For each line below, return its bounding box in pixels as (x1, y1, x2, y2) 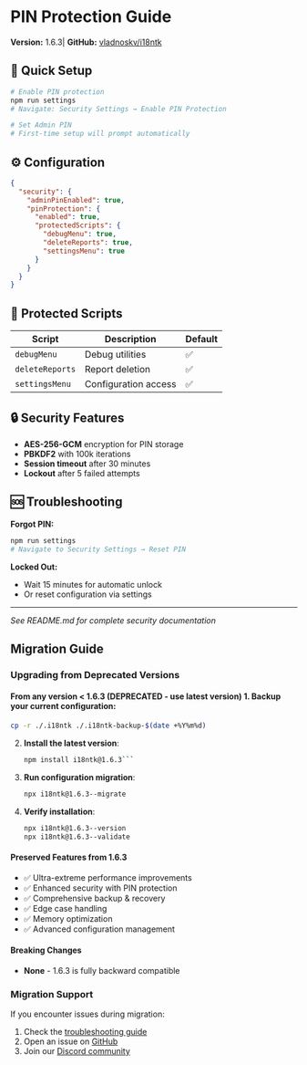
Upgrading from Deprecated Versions (10, 668, 180, 681)
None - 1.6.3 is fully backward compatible (23, 965, 180, 976)
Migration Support (10, 987, 94, 1000)
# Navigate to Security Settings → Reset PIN (10, 545, 186, 554)
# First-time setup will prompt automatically (10, 130, 190, 139)
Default (185, 333, 218, 346)
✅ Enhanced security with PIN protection (23, 882, 178, 893)
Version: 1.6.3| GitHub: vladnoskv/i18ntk (10, 37, 162, 47)
